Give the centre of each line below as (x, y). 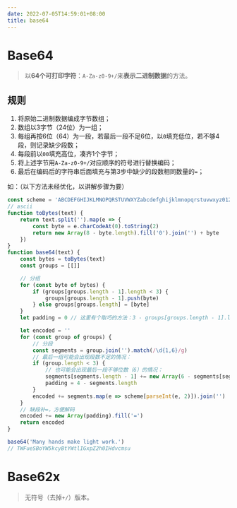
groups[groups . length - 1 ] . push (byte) (102, 298)
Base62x (34, 477)
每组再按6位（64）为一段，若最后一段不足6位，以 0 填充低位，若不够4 (119, 136)
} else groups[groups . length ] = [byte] (91, 305)
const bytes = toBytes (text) (63, 259)
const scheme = (30, 200)
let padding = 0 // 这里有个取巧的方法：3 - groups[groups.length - (117, 318)
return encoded (42, 423)
